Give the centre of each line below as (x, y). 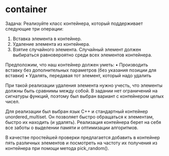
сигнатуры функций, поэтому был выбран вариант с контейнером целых (84, 96)
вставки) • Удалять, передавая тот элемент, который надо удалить (78, 75)
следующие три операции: (34, 28)
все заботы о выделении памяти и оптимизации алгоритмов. (72, 128)
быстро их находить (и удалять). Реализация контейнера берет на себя (83, 122)
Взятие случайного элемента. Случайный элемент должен (77, 49)
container (26, 9)
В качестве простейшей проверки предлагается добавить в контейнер (83, 137)
